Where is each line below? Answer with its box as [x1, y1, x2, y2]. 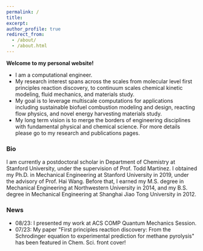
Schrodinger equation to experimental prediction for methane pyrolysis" [15, 232, 195, 240]
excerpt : [6, 20, 28, 26]
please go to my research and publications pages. [15, 129, 141, 137]
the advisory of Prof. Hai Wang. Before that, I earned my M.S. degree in [6, 177, 184, 185]
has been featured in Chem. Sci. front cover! [15, 239, 126, 246]
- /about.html [12, 43, 47, 49]
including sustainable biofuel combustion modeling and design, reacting [15, 103, 195, 111]
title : [6, 15, 23, 21]
